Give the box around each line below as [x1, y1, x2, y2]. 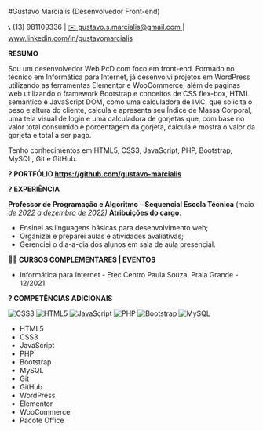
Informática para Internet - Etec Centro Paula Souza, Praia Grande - [19, 270, 239, 279]
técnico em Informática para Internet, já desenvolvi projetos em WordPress [8, 72, 250, 81]
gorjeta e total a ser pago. [8, 131, 92, 139]
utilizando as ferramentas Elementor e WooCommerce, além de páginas [8, 81, 241, 89]
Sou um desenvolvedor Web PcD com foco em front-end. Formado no [8, 64, 235, 73]
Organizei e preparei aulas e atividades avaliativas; [19, 231, 184, 241]
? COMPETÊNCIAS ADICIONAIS [8, 294, 113, 302]
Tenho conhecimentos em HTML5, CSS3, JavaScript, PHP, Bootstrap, [8, 146, 233, 155]
